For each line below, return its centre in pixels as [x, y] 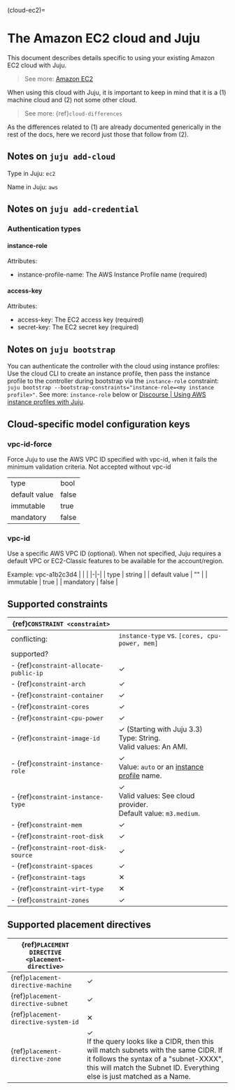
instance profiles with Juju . [46, 402]
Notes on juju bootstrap [61, 349]
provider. [133, 805]
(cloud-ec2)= [27, 10]
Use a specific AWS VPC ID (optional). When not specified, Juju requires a [114, 553]
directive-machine [41, 985]
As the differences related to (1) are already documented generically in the [114, 127]
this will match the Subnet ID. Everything [153, 1068]
